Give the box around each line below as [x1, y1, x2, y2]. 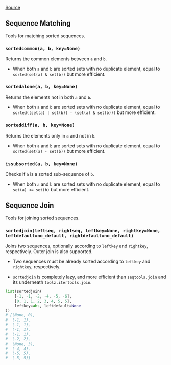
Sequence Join [5, 201, 54, 210]
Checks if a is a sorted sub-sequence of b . [5, 171, 94, 177]
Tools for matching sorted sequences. [5, 33, 85, 39]
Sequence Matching [5, 19, 71, 28]
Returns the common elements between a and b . [5, 56, 107, 62]
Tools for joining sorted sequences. [5, 215, 80, 221]
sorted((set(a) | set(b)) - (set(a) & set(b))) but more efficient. [12, 109, 156, 116]
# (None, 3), [5, 341, 36, 347]
